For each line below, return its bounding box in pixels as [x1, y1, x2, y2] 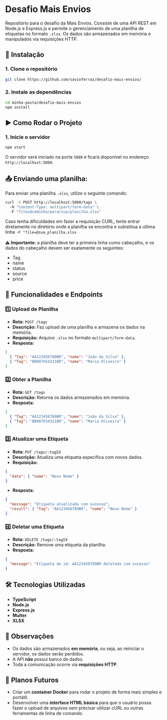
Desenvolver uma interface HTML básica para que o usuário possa [12, 699, 152, 706]
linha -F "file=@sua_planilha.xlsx [5, 229, 77, 235]
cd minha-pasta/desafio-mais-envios [5, 100, 81, 105]
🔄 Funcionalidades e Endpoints [5, 290, 103, 299]
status [12, 265, 25, 271]
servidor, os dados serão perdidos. [12, 650, 85, 656]
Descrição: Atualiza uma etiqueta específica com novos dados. [12, 454, 143, 460]
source [12, 270, 27, 276]
